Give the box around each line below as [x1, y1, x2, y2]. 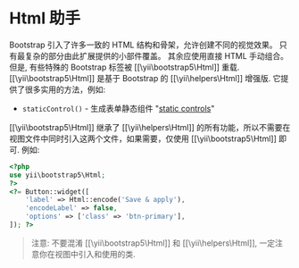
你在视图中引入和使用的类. [38, 248, 136, 259]
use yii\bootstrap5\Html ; [9, 171, 105, 180]
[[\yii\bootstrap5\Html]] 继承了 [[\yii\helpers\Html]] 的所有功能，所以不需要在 [9, 121, 291, 132]
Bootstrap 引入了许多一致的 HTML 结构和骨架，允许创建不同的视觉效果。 [9, 39, 278, 50]
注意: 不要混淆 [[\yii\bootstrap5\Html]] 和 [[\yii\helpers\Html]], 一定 [30, 238, 276, 248]
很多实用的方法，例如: [24, 84, 106, 95]
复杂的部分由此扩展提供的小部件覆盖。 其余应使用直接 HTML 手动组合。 [24, 50, 288, 61]
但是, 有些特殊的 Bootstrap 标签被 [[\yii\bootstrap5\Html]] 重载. [9, 62, 240, 72]
